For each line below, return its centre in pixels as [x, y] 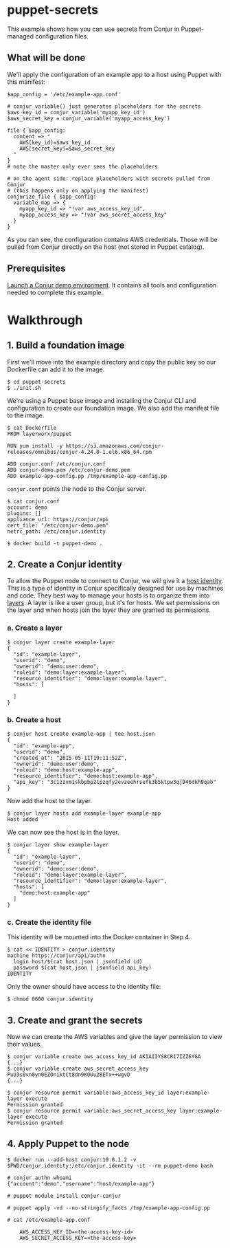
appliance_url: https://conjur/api [58, 519]
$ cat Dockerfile [32, 428]
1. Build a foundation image [66, 346]
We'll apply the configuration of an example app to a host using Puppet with [114, 74]
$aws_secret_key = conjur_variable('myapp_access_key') [89, 118]
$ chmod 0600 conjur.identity [50, 999]
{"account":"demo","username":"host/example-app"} [81, 1184]
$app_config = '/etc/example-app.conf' [64, 94]
